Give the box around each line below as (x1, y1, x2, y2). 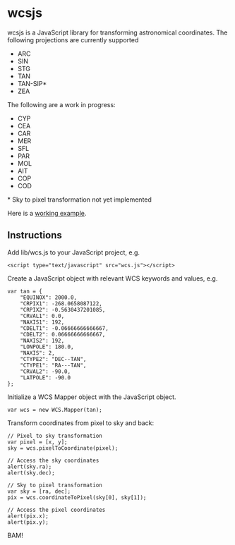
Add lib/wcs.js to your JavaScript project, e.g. (7, 248, 140, 257)
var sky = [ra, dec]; (7, 488, 71, 495)
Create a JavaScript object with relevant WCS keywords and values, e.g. (7, 274, 218, 283)
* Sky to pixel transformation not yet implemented (7, 195, 152, 204)
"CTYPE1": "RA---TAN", (20, 362, 87, 369)
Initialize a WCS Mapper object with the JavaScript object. (7, 393, 176, 401)
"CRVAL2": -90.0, (20, 368, 71, 375)
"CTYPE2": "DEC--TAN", (20, 355, 87, 362)
